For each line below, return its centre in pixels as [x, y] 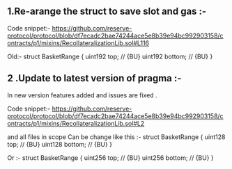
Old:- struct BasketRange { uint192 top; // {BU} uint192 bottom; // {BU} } [110, 56]
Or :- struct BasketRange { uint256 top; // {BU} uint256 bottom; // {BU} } [110, 158]
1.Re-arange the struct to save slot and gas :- [107, 11]
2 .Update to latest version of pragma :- [94, 78]
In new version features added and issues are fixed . [83, 95]
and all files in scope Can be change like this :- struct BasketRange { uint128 [116, 137]
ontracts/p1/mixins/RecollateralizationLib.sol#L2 [76, 123]
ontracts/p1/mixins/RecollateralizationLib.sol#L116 [78, 43]
